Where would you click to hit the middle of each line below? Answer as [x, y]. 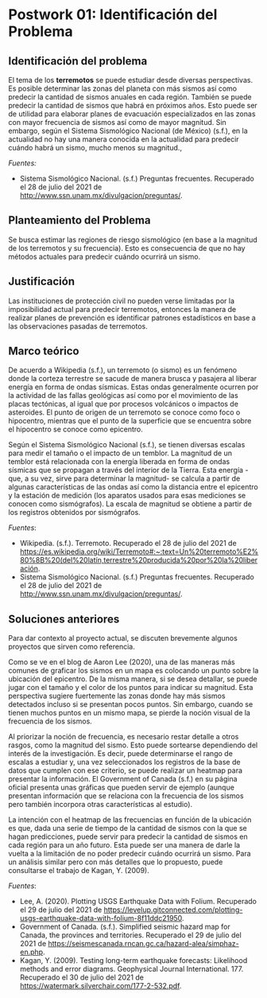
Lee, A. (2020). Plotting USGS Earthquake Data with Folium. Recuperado [138, 902]
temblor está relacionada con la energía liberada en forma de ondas [119, 462]
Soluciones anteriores [64, 619]
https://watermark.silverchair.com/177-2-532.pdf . [101, 986]
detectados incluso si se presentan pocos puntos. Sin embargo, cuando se [131, 704]
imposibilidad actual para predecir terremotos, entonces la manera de [122, 309]
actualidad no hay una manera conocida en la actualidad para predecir [124, 139]
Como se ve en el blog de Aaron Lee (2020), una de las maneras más [122, 662]
